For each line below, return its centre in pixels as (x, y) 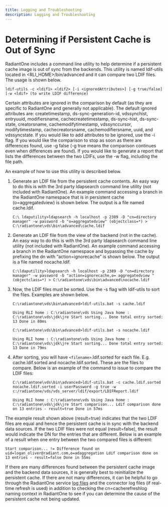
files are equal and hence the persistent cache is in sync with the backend (82, 424)
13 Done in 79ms (29, 348)
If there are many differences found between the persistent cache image (80, 467)
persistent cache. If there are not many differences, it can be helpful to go (81, 478)
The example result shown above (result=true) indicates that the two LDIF (81, 418)
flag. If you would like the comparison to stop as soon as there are (73, 140)
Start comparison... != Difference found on (52, 449)
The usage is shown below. (33, 80)
